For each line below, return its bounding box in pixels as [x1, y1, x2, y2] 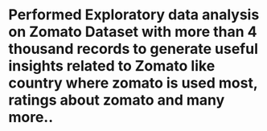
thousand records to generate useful [8, 40, 259, 58]
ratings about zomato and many [8, 91, 225, 109]
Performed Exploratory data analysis [8, 6, 260, 24]
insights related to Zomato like [8, 57, 216, 76]
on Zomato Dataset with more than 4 [8, 23, 257, 41]
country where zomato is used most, [8, 74, 258, 92]
